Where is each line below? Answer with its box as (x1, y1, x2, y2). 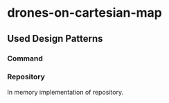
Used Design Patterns (7, 33, 103, 45)
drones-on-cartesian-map (7, 5, 163, 21)
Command (7, 54, 43, 63)
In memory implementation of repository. (7, 88, 123, 96)
